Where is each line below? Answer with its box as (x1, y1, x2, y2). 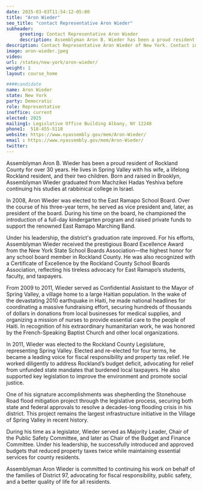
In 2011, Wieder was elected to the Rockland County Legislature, (6, 340, 165, 348)
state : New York (6, 93, 47, 99)
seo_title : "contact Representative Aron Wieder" (6, 20, 133, 26)
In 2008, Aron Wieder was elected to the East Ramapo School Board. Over (6, 196, 191, 204)
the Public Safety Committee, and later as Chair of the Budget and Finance (6, 434, 191, 442)
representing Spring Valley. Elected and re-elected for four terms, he (6, 347, 176, 354)
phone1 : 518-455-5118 (6, 126, 63, 133)
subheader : (6, 25, 34, 32)
